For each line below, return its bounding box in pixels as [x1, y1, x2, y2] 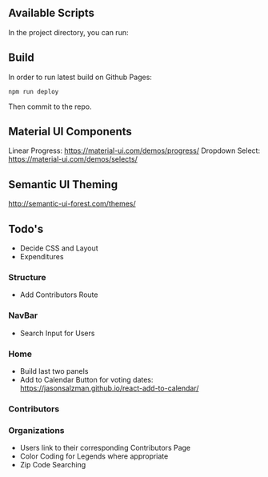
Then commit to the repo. [8, 102, 92, 111]
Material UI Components [8, 125, 132, 138]
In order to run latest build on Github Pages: [8, 72, 152, 82]
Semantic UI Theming [8, 178, 118, 191]
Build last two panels [19, 366, 89, 375]
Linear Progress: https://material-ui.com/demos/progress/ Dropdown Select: [8, 146, 261, 155]
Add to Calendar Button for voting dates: [19, 375, 154, 384]
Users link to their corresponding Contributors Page [19, 443, 191, 453]
